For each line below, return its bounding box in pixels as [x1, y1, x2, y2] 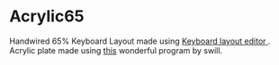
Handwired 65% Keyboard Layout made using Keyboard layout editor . [9, 36, 271, 46]
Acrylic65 [9, 6, 85, 27]
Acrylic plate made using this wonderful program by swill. [9, 45, 223, 55]
